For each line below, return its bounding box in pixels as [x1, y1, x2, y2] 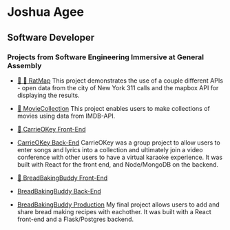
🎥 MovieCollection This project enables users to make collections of [17, 104, 210, 112]
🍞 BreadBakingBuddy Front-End [17, 174, 108, 182]
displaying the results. [17, 91, 81, 99]
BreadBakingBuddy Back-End [17, 187, 101, 195]
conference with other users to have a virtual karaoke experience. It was [17, 153, 222, 161]
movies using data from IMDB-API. [17, 112, 116, 120]
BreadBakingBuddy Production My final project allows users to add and [17, 200, 220, 209]
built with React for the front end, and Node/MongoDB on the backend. [17, 160, 219, 169]
